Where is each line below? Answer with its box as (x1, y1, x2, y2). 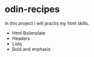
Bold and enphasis (12, 46, 51, 52)
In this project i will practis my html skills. (5, 20, 89, 26)
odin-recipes (5, 4, 60, 15)
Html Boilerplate (12, 30, 46, 36)
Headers (12, 35, 30, 41)
